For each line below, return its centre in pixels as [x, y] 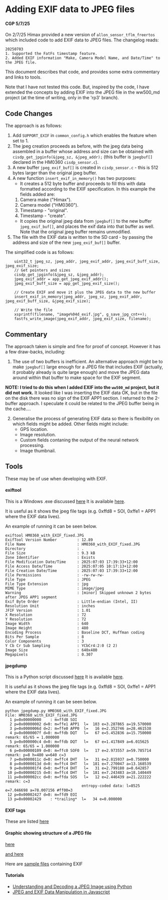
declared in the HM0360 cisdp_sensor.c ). [55, 162]
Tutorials [15, 875]
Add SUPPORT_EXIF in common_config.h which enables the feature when [85, 136]
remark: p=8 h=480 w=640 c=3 [36, 755]
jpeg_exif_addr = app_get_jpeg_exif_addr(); [61, 279]
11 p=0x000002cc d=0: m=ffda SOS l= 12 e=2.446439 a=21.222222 [79, 777]
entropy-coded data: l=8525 [111, 786]
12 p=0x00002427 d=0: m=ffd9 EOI [42, 795]
